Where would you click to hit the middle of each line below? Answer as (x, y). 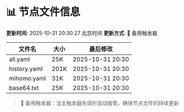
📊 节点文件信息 (43, 12)
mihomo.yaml (27, 78)
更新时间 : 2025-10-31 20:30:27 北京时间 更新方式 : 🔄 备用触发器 (82, 33)
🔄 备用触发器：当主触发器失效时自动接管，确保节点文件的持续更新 (100, 103)
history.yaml (26, 69)
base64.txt (24, 87)
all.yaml (20, 59)
